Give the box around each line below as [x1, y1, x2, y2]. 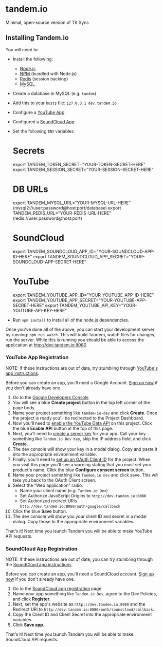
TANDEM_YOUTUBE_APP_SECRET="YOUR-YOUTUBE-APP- [27, 297, 147, 303]
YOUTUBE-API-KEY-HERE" [12, 307, 67, 313]
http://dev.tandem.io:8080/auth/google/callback [19, 504, 121, 509]
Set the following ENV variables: [12, 128, 75, 134]
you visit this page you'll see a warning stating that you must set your [12, 461, 152, 467]
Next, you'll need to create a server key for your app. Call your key [12, 430, 146, 437]
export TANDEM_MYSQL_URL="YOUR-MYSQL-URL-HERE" [12, 200, 131, 206]
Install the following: [12, 56, 53, 62]
